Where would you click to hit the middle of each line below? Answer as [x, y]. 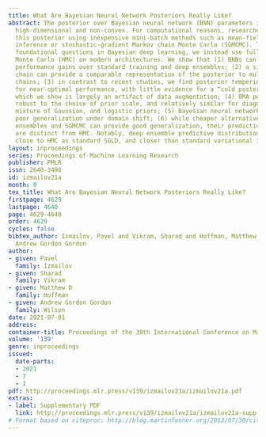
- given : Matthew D [40, 288]
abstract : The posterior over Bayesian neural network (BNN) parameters [131, 23]
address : [23, 325]
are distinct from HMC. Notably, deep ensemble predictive [115, 133]
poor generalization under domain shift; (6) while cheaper [116, 119]
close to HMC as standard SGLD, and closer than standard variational [134, 141]
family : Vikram [40, 281]
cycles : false [32, 229]
